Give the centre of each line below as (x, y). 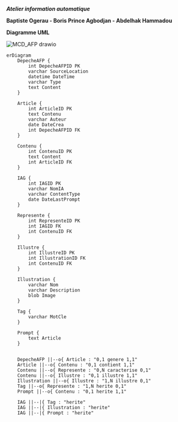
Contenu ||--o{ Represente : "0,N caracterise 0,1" (84, 370)
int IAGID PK (45, 184)
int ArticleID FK (50, 162)
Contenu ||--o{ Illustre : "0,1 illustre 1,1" (77, 376)
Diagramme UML (28, 32)
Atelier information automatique (48, 9)
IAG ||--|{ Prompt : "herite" (56, 413)
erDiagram (19, 55)
